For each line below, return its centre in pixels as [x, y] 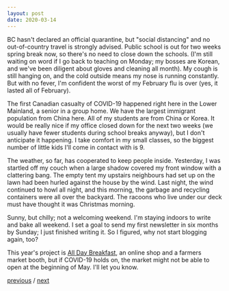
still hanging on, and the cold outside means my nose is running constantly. [113, 75]
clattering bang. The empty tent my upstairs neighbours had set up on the [111, 175]
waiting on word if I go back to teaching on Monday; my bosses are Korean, [113, 61]
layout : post [26, 13]
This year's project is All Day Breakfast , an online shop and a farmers [104, 252]
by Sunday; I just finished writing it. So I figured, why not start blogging [107, 232]
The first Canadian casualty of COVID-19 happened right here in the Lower [112, 103]
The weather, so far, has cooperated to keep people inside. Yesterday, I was [114, 160]
